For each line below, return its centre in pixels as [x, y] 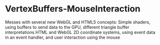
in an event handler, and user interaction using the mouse [62, 37]
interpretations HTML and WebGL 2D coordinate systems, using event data [80, 32]
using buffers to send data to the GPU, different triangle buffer [67, 27]
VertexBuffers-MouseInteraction [73, 9]
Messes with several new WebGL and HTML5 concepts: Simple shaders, [78, 22]
